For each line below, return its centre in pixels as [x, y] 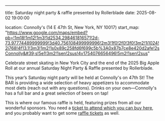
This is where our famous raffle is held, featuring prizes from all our [73, 103]
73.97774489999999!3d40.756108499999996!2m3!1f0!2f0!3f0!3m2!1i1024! [82, 43]
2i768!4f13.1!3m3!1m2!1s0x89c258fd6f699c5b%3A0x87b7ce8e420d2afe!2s [82, 48]
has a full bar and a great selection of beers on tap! [57, 93]
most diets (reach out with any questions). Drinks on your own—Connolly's [81, 88]
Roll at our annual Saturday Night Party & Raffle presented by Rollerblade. [79, 68]
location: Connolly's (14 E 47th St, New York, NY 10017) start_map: [72, 27]
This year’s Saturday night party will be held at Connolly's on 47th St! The [79, 77]
